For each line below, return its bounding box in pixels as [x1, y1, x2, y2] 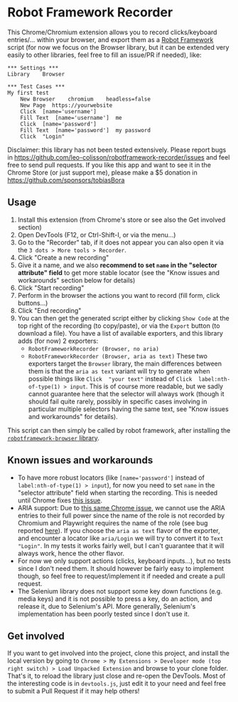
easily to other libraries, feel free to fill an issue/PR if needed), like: [7, 51, 202, 59]
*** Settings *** [7, 64, 59, 71]
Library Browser [7, 71, 65, 78]
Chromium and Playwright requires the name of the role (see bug [17, 518, 208, 527]
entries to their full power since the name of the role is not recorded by [17, 511, 225, 520]
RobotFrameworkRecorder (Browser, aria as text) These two [28, 351, 208, 360]
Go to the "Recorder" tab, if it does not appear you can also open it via [17, 238, 224, 247]
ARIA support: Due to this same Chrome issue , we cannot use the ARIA [17, 503, 225, 512]
